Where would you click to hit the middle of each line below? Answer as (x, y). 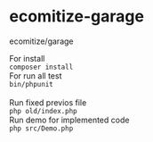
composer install (41, 67)
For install (27, 58)
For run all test (36, 75)
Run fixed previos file (48, 102)
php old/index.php (43, 111)
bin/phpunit (31, 84)
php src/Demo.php (41, 128)
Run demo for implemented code (69, 120)
